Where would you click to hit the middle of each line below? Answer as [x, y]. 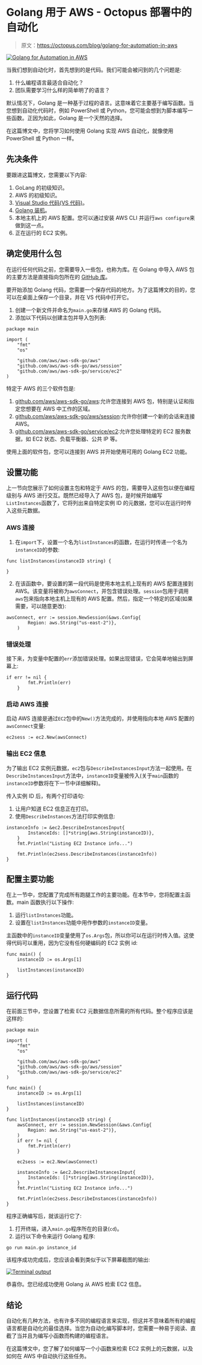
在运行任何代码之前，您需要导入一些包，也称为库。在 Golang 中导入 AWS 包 [100, 269]
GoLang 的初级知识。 [41, 187]
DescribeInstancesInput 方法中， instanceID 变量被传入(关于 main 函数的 [93, 776]
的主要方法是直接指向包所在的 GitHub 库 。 [59, 277]
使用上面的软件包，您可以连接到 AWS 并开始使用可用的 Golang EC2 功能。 [98, 451]
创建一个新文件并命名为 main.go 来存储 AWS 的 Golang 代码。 [90, 310]
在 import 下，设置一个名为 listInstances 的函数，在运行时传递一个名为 [101, 542]
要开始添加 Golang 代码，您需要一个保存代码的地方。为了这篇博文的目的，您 [101, 289]
